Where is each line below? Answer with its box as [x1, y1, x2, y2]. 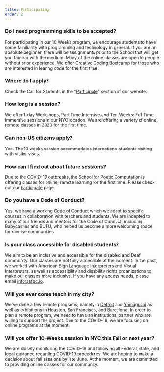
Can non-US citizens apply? [5, 134, 73, 141]
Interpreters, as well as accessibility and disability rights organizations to [5, 268, 152, 273]
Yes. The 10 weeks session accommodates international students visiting [5, 146, 152, 151]
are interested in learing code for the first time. [5, 65, 99, 71]
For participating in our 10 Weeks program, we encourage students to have [5, 39, 156, 45]
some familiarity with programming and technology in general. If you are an [5, 44, 157, 50]
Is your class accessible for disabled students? [5, 241, 119, 248]
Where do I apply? [5, 77, 49, 84]
